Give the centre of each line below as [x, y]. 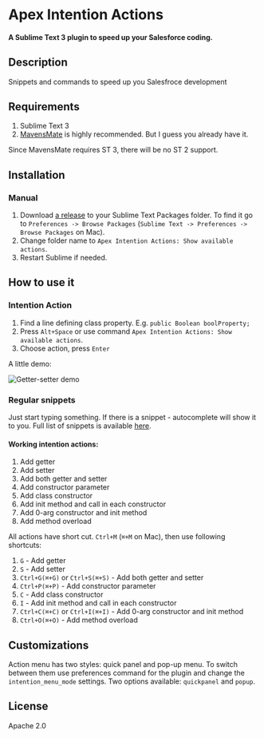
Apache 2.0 [27, 725]
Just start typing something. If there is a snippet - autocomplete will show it [132, 418]
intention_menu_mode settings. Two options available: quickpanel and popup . [132, 681]
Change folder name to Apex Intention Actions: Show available [126, 240]
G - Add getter [43, 561]
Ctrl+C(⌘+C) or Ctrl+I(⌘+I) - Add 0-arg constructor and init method [132, 612]
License [28, 706]
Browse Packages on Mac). [62, 232]
